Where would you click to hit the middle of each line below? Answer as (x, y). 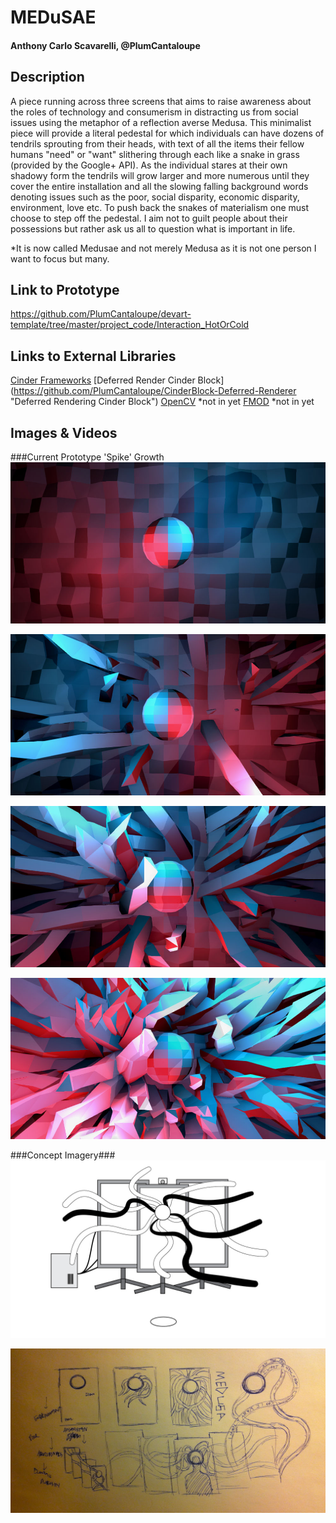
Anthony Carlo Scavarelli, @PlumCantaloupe (105, 45)
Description (47, 77)
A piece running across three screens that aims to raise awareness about (161, 101)
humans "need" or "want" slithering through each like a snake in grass (155, 154)
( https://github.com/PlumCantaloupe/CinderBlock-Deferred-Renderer (153, 391)
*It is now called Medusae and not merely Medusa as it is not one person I (163, 248)
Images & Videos (64, 432)
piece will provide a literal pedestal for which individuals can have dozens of (167, 133)
